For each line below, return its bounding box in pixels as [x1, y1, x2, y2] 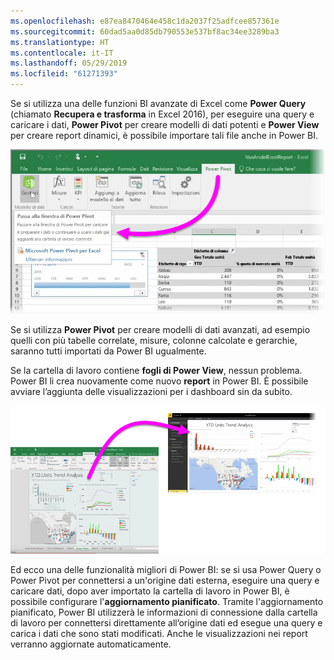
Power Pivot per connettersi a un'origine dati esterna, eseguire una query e [10, 574, 320, 586]
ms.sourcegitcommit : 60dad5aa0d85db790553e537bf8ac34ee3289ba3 [10, 26, 280, 37]
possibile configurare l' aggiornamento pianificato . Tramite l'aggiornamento [10, 595, 324, 607]
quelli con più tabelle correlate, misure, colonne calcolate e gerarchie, [10, 334, 298, 346]
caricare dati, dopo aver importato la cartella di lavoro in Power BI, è [10, 585, 290, 597]
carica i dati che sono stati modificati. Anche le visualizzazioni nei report [10, 627, 308, 639]
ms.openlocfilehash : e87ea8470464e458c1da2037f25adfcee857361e [10, 16, 280, 26]
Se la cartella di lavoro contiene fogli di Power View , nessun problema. [10, 364, 303, 376]
